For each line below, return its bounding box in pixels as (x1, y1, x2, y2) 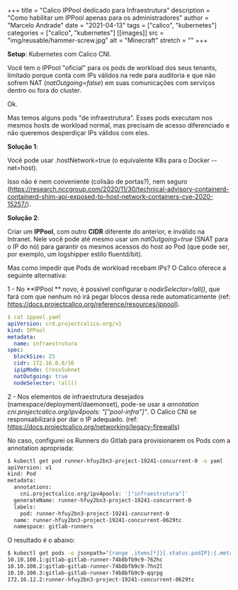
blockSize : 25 (13, 353, 55, 361)
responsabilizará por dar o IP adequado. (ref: (7, 414, 139, 424)
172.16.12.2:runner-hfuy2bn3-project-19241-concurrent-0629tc (7, 576, 195, 583)
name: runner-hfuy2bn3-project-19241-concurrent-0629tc (13, 516, 182, 523)
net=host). (7, 164, 38, 172)
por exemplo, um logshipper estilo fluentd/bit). (7, 250, 143, 258)
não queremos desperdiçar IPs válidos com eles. (7, 129, 150, 137)
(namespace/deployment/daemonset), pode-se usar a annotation (7, 399, 200, 408)
